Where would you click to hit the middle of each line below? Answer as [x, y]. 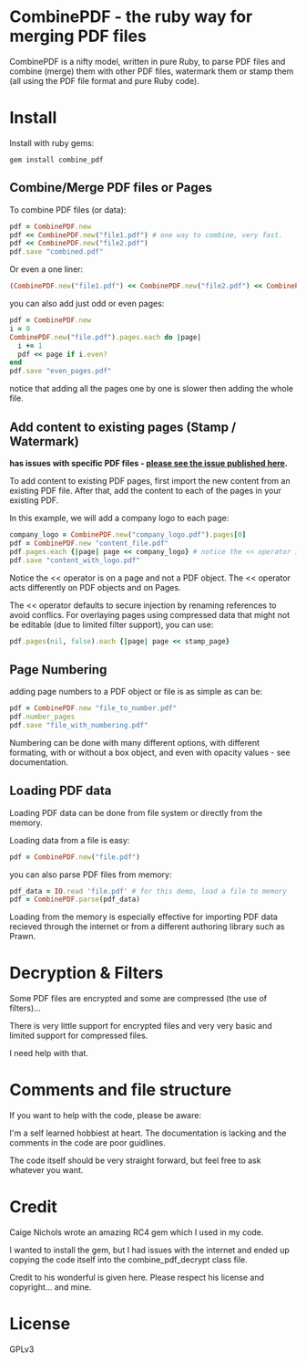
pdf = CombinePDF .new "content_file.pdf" [89, 543]
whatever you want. [46, 1170]
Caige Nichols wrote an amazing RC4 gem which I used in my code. [137, 1232]
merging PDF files [78, 36]
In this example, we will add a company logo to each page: [119, 518]
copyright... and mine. [51, 1287]
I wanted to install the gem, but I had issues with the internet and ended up [149, 1250]
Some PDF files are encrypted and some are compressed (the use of [138, 999]
